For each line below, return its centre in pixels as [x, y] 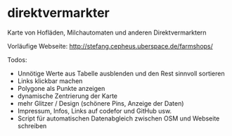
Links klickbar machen [50, 81]
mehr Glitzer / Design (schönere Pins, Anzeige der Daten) [101, 103]
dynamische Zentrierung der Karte [67, 96]
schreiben [32, 125]
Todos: [17, 60]
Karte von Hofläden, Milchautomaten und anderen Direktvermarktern [107, 32]
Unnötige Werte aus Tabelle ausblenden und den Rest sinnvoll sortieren [121, 73]
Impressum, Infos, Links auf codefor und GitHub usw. [95, 111]
